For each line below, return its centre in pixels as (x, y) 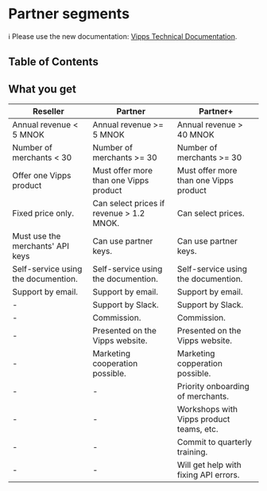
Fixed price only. (43, 213)
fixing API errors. (209, 475)
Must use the (37, 236)
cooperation (115, 364)
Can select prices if (129, 204)
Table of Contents (54, 62)
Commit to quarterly (215, 442)
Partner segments (69, 14)
